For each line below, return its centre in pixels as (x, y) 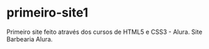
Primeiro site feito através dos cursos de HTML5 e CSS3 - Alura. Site (104, 32)
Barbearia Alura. (30, 39)
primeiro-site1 (47, 13)
